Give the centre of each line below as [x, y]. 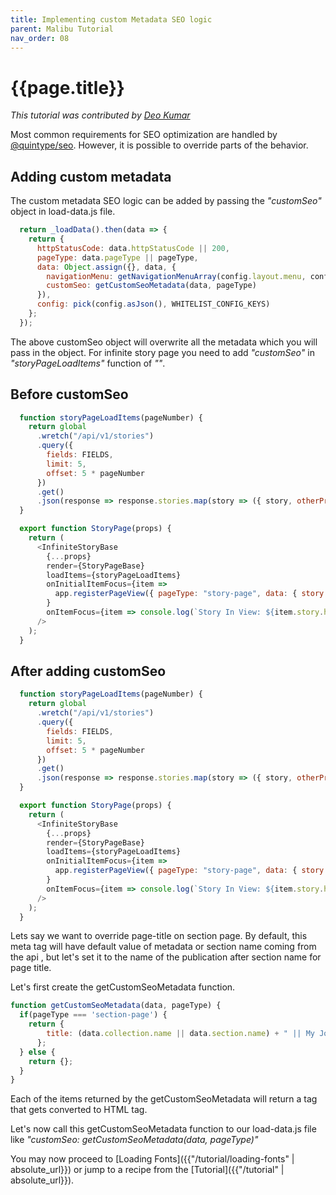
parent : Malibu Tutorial [62, 29]
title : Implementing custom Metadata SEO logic [111, 19]
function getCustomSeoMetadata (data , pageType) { [116, 1006]
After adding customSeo [88, 671]
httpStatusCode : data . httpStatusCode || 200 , [133, 248]
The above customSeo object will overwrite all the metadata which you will [164, 342]
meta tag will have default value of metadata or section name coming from [163, 947]
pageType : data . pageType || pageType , [117, 257]
